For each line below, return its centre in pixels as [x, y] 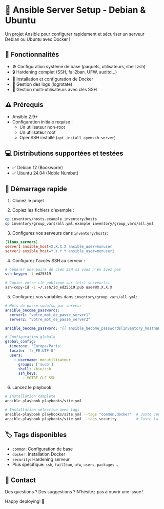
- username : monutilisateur [42, 360]
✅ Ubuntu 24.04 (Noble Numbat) [45, 173]
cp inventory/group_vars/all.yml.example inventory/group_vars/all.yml [79, 224]
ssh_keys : [28, 374]
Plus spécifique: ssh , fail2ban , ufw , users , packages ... [65, 464]
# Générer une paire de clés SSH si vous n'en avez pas [63, 269]
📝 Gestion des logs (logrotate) [42, 84]
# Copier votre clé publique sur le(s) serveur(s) [58, 283]
